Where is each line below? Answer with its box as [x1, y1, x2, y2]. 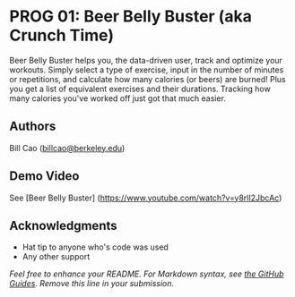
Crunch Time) [9, 25, 115, 46]
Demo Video [9, 168, 80, 184]
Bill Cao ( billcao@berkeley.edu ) [9, 142, 126, 153]
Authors [9, 119, 56, 134]
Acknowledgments [9, 217, 118, 233]
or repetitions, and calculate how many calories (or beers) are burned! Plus [9, 73, 286, 84]
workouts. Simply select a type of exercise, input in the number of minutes [9, 64, 284, 75]
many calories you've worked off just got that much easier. [9, 92, 227, 104]
